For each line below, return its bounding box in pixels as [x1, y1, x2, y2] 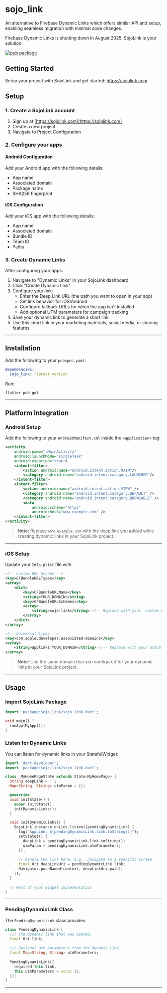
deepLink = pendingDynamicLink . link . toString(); [23, 838, 126, 843]
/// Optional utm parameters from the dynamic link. [9, 946, 121, 951]
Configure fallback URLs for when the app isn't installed [19, 304, 134, 310]
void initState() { [9, 797, 50, 802]
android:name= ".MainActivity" [14, 449, 77, 454]
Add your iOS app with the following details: [5, 213, 95, 219]
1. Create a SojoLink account [5, 107, 76, 114]
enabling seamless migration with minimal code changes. [5, 25, 123, 31]
